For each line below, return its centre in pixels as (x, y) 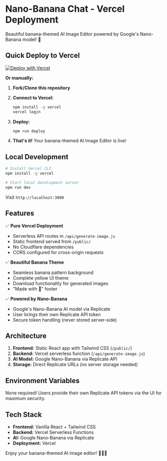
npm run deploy (29, 131)
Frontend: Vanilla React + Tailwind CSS (54, 427)
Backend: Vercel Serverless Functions (53, 432)
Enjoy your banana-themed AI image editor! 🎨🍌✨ (56, 453)
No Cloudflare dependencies (43, 247)
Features (20, 213)
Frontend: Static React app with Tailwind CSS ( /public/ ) (72, 348)
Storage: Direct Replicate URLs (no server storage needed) (75, 365)
